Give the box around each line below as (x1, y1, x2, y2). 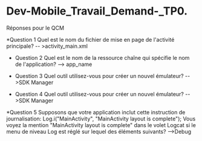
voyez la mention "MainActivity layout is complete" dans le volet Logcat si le (6, 121, 197, 128)
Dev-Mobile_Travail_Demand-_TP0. (6, 4, 188, 18)
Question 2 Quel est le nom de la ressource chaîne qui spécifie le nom (15, 54, 190, 61)
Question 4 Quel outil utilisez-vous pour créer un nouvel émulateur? (15, 90, 184, 97)
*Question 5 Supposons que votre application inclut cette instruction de (6, 108, 186, 116)
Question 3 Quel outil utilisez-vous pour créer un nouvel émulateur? (15, 72, 184, 79)
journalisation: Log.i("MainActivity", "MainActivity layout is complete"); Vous (6, 115, 196, 122)
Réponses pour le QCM (6, 24, 65, 31)
